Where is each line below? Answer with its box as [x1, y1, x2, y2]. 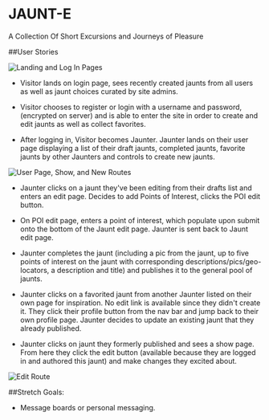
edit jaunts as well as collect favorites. [19, 119, 146, 128]
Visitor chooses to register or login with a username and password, [19, 102, 243, 112]
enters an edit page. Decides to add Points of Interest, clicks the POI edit [19, 191, 261, 201]
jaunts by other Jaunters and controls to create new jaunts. [19, 152, 215, 161]
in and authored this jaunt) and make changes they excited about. [19, 356, 237, 365]
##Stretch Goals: [8, 387, 64, 397]
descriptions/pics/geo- [185, 256, 262, 266]
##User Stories [8, 47, 59, 56]
